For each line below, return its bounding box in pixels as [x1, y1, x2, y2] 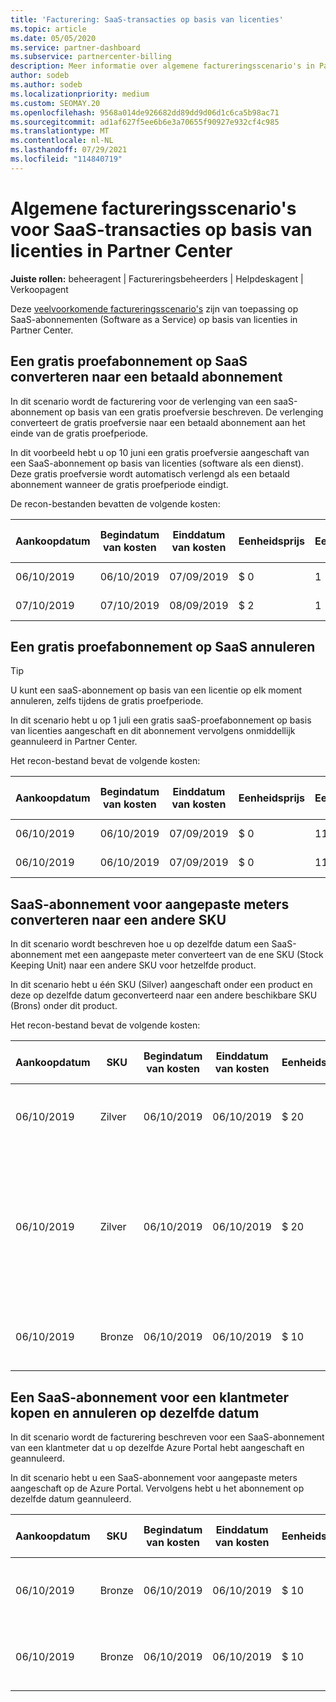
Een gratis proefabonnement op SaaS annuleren [10, 638, 316, 655]
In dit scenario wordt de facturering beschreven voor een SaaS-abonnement [10, 1431, 325, 1443]
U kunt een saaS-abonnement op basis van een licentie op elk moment [10, 684, 303, 696]
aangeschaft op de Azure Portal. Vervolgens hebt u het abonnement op [10, 1482, 305, 1494]
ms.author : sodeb [10, 80, 83, 90]
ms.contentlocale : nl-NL [10, 136, 114, 146]
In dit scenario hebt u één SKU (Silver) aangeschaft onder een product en [10, 979, 313, 991]
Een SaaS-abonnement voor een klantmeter [10, 1389, 290, 1406]
